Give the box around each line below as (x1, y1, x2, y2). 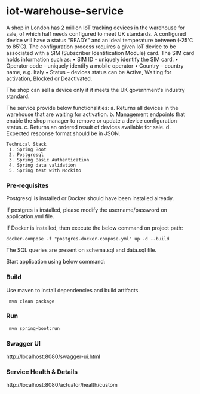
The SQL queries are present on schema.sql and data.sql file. (6, 246, 157, 253)
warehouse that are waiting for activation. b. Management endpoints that (6, 111, 185, 118)
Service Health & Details (6, 368, 78, 376)
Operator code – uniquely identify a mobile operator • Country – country (6, 62, 184, 69)
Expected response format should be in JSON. (6, 130, 121, 137)
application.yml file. (6, 213, 55, 220)
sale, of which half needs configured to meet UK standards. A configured (6, 30, 186, 37)
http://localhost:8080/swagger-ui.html (6, 353, 100, 360)
